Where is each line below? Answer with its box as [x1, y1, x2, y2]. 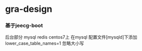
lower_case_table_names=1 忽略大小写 [5, 41, 84, 47]
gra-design [5, 3, 52, 15]
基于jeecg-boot [5, 22, 43, 29]
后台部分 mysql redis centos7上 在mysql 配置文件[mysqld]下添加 [5, 34, 138, 40]
